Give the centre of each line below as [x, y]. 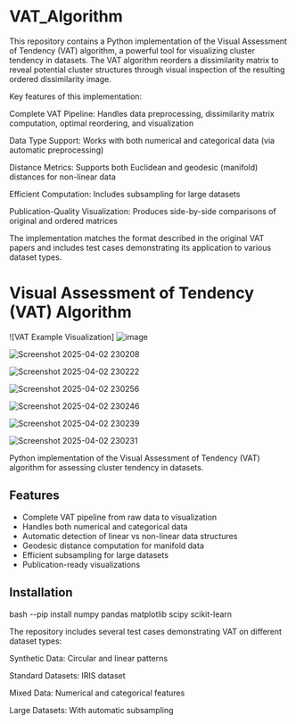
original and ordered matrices [64, 221]
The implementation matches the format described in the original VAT [137, 237]
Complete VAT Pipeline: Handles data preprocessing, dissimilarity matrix [142, 113]
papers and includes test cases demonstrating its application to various [140, 247]
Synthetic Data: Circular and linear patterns [88, 658]
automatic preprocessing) [57, 150]
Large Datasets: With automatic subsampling [91, 710]
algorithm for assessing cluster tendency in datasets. [107, 467]
